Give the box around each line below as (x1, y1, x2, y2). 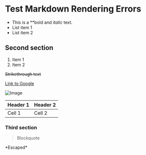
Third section (5, 124, 37, 131)
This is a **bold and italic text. (12, 19, 73, 25)
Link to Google (5, 80, 34, 86)
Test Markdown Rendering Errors (5, 3, 142, 15)
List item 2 (12, 30, 33, 35)
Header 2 (33, 101, 56, 108)
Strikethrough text (5, 71, 41, 77)
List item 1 (12, 24, 32, 30)
